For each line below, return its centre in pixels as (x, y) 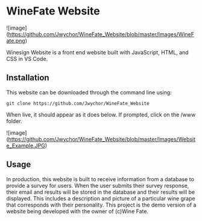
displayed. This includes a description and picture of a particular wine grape (101, 198)
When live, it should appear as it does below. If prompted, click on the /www (101, 114)
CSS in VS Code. (27, 59)
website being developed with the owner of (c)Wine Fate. (77, 211)
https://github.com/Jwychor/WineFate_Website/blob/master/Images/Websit (102, 139)
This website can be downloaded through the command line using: (89, 92)
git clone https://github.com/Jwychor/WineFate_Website (78, 103)
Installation (28, 78)
